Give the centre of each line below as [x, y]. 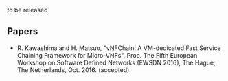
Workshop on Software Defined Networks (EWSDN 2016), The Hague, [116, 62]
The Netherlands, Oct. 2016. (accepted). [74, 70]
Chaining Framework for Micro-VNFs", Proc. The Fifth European [107, 55]
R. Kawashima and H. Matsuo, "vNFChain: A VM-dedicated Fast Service [119, 48]
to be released [27, 10]
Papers [23, 31]
